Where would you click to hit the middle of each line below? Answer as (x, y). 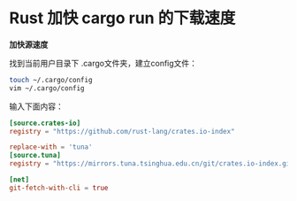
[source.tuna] (35, 156)
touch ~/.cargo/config (51, 80)
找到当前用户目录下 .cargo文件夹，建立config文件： (103, 63)
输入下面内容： (36, 106)
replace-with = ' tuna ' (51, 147)
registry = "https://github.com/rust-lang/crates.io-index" (122, 131)
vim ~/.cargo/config (47, 88)
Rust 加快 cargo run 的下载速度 (122, 18)
